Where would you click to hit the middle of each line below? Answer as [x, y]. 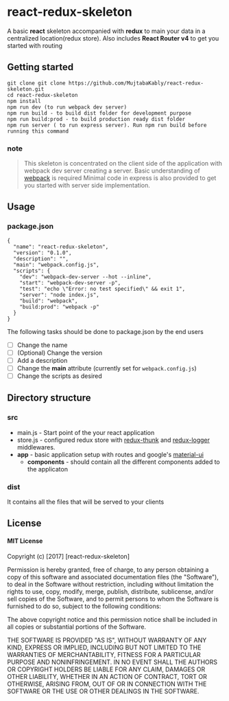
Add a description [42, 360]
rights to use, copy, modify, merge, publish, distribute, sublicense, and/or [110, 591]
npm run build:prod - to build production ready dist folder [96, 119]
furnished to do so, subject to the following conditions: [84, 606]
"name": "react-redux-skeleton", [61, 247]
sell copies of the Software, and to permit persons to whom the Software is [113, 599]
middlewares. [36, 447]
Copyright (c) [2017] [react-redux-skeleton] [69, 556]
